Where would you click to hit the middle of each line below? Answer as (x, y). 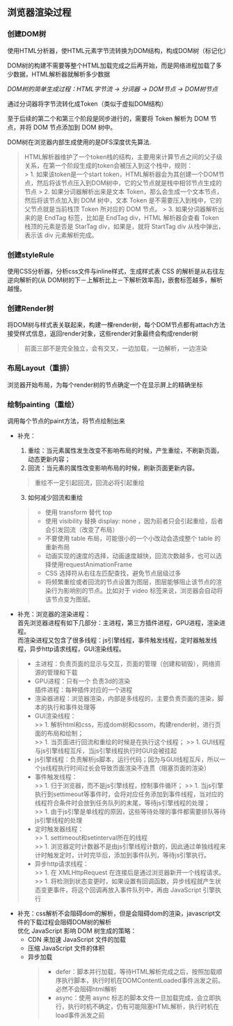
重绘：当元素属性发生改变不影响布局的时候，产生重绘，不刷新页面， (125, 450)
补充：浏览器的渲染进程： (54, 614)
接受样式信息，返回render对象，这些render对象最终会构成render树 (103, 333)
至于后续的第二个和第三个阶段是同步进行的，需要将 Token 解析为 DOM (108, 118)
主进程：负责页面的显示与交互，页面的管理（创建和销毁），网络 (124, 663)
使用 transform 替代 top (79, 512)
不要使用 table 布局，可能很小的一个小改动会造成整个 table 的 (133, 538)
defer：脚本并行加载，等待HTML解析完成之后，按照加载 (136, 971)
